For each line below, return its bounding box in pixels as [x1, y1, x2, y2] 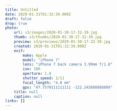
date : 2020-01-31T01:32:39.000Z [5, 12, 71, 17]
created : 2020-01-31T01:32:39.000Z [14, 44, 87, 49]
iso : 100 [23, 67, 41, 72]
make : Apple [23, 53, 47, 58]
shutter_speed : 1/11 [23, 76, 65, 81]
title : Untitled [5, 7, 38, 12]
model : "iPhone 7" [23, 57, 60, 62]
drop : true [5, 21, 27, 26]
